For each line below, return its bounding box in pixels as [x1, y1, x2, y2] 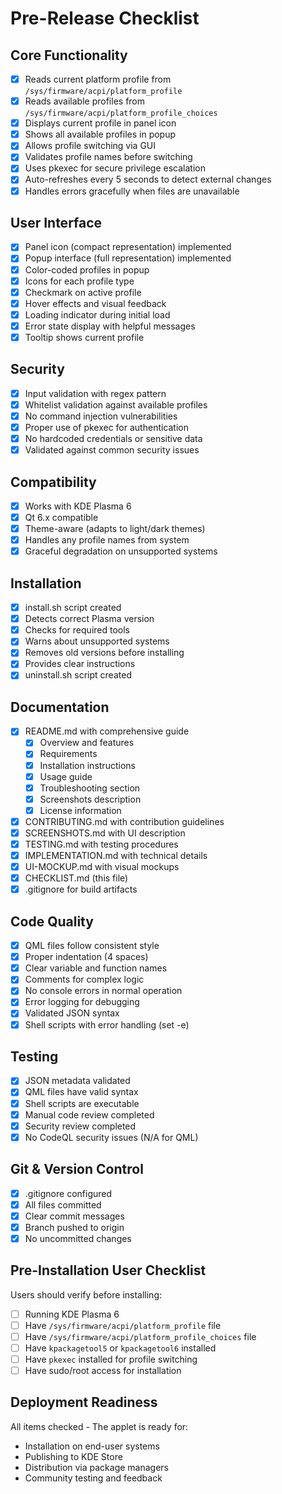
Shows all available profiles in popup [24, 128, 177, 141]
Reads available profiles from [24, 95, 146, 107]
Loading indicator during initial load [24, 308, 171, 321]
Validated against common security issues [24, 444, 200, 456]
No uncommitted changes [24, 1232, 132, 1244]
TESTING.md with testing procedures [24, 838, 179, 850]
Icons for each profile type [24, 275, 135, 287]
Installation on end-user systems [24, 1440, 160, 1452]
